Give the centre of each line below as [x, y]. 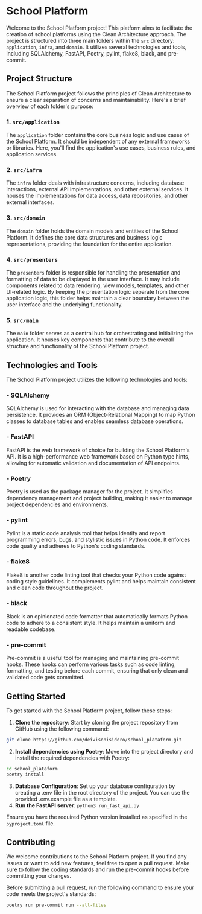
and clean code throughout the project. [55, 588]
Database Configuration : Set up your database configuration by [95, 786]
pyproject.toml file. [31, 823]
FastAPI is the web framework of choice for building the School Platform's [98, 450]
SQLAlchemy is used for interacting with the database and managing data [98, 408]
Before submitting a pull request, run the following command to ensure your [100, 887]
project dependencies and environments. [57, 504]
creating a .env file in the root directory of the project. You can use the [102, 792]
